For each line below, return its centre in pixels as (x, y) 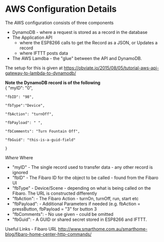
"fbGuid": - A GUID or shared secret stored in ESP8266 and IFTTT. (80, 219)
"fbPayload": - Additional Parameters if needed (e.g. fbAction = (76, 204)
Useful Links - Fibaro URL (31, 229)
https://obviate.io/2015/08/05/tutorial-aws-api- (111, 68)
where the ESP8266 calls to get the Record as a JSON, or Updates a (89, 42)
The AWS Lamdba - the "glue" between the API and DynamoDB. (77, 58)
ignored (20, 172)
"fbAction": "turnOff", (29, 114)
